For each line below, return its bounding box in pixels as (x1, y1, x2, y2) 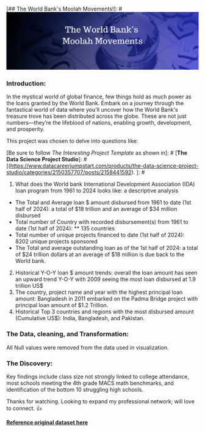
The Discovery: (6, 359, 53, 367)
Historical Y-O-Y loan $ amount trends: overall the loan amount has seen (15, 269, 198, 277)
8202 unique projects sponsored (15, 238, 98, 245)
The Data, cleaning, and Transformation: (6, 330, 129, 339)
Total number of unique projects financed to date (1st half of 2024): (15, 232, 185, 239)
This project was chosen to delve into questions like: (6, 137, 138, 145)
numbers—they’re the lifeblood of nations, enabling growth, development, (6, 119, 192, 126)
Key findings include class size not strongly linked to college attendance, (6, 373, 189, 380)
